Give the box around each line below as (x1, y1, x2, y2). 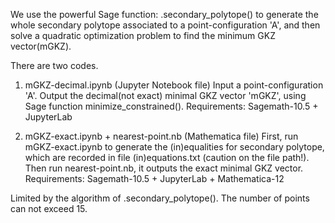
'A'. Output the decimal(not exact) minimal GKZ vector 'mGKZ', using (24, 90, 307, 101)
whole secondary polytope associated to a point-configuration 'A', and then (10, 19, 321, 31)
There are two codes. (10, 60, 99, 71)
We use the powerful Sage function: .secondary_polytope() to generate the (10, 9, 319, 20)
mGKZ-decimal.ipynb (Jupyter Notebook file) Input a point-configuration (24, 79, 324, 91)
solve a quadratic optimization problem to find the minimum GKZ (10, 30, 276, 41)
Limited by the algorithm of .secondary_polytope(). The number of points (10, 192, 310, 204)
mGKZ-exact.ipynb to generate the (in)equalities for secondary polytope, (24, 141, 325, 153)
